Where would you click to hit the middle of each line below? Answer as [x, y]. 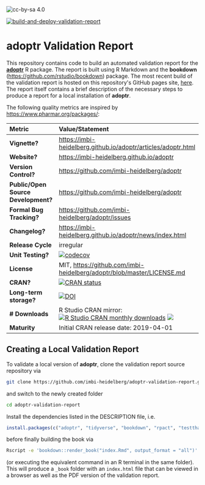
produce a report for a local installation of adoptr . [69, 96]
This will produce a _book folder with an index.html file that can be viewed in [102, 469]
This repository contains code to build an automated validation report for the [102, 63]
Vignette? [24, 143]
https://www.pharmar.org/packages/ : [53, 114]
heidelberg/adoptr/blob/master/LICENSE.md [122, 273]
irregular [71, 245]
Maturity [22, 328]
